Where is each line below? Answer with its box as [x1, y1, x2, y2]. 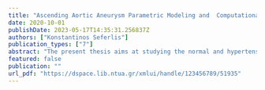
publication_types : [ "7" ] [8, 41, 93, 49]
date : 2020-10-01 [8, 19, 65, 27]
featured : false [8, 56, 62, 63]
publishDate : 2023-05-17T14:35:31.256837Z [8, 26, 150, 34]
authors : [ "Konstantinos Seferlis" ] [8, 33, 129, 41]
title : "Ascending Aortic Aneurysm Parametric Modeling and [8, 11, 211, 20]
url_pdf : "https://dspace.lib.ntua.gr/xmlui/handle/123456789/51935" [8, 70, 242, 77]
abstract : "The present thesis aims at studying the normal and [8, 48, 224, 56]
